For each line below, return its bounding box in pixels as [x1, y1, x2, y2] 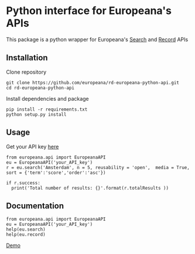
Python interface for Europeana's [6, 4, 172, 18]
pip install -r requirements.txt [6, 107, 88, 112]
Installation [6, 53, 48, 63]
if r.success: [6, 180, 41, 186]
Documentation [6, 201, 64, 211]
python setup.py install [6, 111, 67, 118]
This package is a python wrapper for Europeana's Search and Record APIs [6, 36, 189, 43]
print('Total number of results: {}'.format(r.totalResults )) [11, 185, 169, 191]
